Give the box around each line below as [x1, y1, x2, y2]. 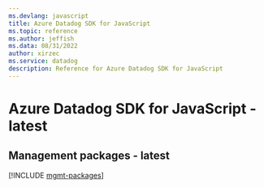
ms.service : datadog [8, 58, 79, 66]
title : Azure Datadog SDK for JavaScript [8, 19, 151, 28]
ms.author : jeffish [8, 34, 75, 43]
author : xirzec [8, 49, 60, 58]
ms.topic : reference [8, 27, 79, 35]
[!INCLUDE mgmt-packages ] [8, 170, 104, 180]
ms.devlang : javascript [8, 11, 89, 20]
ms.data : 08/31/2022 [8, 42, 79, 50]
